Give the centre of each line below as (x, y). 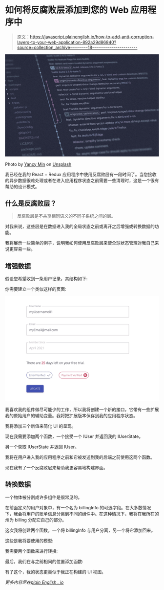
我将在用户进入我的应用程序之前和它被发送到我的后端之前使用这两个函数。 (80, 457)
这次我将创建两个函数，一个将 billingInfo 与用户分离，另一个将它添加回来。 (80, 530)
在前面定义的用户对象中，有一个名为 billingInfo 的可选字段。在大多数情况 (78, 507)
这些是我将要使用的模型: (29, 541)
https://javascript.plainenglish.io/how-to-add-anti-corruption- (92, 37)
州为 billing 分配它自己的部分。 (36, 520)
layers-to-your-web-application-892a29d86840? (67, 42)
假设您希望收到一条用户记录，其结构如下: (46, 279)
